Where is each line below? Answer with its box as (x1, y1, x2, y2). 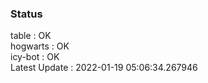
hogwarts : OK (10, 40, 70, 52)
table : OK (10, 30, 52, 42)
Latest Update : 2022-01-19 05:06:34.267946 (10, 62, 198, 74)
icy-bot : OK (10, 51, 60, 63)
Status (10, 7, 43, 21)
